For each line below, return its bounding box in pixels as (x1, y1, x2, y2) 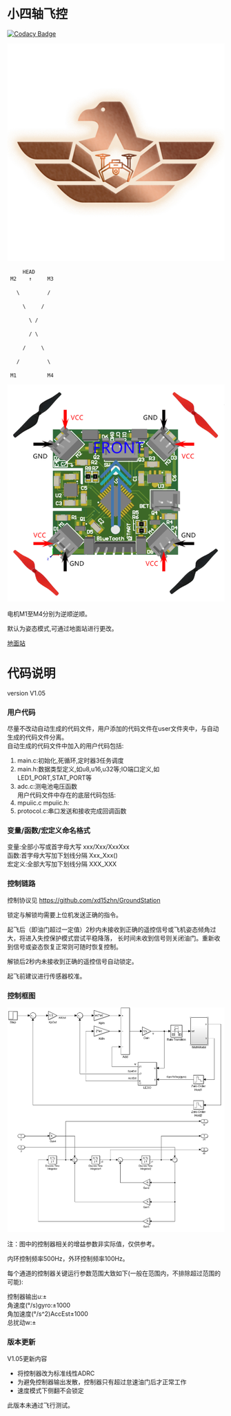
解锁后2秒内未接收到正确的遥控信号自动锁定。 (7, 957, 138, 965)
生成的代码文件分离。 (7, 733, 68, 742)
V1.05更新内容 (7, 1354, 48, 1363)
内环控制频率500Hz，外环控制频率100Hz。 (7, 1255, 129, 1263)
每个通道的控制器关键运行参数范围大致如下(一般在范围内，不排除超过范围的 (7, 1269, 221, 1277)
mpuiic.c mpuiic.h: (17, 798, 70, 807)
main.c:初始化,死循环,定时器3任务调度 (17, 756, 124, 765)
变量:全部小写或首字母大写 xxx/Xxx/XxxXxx (7, 843, 130, 851)
